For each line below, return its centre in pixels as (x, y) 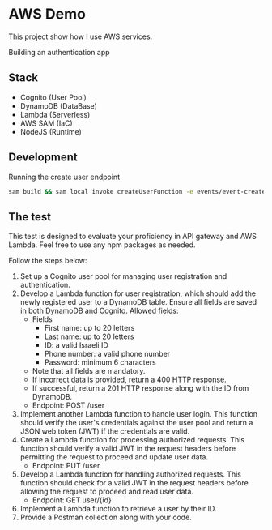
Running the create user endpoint (64, 177)
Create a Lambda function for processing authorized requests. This (132, 440)
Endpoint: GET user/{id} (72, 500)
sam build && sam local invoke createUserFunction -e (101, 191)
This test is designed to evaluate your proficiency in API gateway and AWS (133, 237)
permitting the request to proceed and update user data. (114, 457)
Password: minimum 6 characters (100, 362)
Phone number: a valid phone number (107, 354)
